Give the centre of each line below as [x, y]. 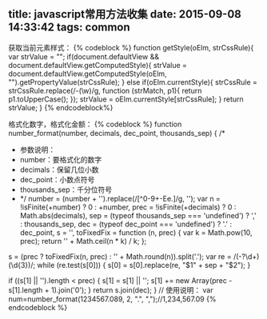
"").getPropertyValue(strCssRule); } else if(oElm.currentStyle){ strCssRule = [133, 82]
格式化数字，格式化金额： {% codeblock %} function [95, 124]
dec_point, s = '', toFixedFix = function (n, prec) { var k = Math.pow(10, [136, 232]
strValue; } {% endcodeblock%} [61, 107]
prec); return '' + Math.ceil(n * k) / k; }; [83, 241]
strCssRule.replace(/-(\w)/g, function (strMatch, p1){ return [105, 90]
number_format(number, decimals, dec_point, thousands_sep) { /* [117, 133]
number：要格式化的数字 [61, 159]
